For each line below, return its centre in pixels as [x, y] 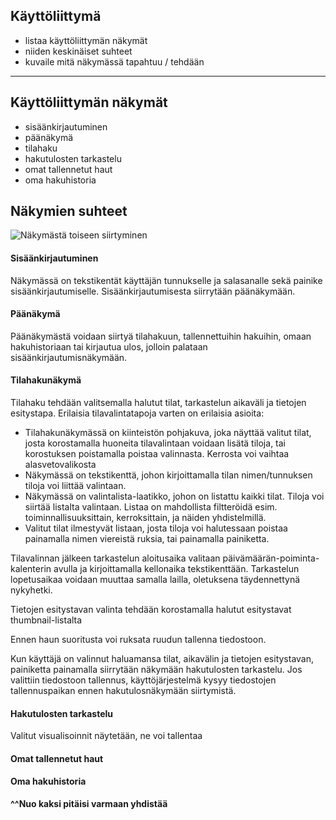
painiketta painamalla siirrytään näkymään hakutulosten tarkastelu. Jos [156, 670]
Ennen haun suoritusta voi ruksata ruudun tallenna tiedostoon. [138, 640]
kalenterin [31, 569]
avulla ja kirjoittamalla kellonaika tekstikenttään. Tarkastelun [176, 569]
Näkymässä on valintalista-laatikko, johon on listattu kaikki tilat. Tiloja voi [174, 496]
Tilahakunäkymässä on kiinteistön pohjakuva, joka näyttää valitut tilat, [168, 433]
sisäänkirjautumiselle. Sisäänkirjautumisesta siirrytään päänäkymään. [153, 291]
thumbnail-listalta [46, 620]
